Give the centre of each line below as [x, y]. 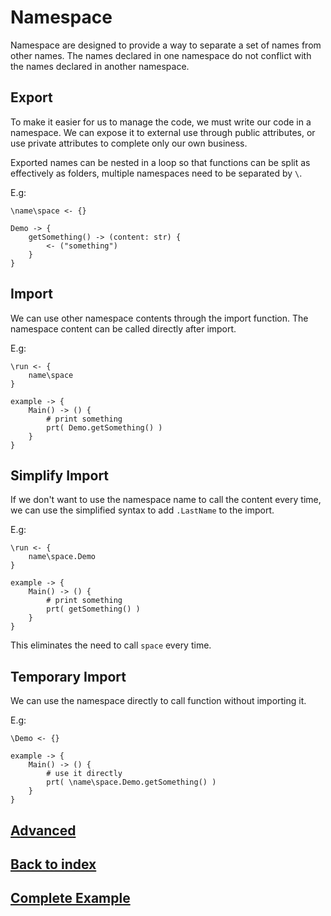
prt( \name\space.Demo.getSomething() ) [131, 782]
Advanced [43, 830]
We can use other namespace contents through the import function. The [159, 318]
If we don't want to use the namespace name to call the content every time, [166, 500]
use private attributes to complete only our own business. [129, 143]
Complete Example [70, 898]
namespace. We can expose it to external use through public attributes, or [163, 132]
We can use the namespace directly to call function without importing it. [158, 701]
